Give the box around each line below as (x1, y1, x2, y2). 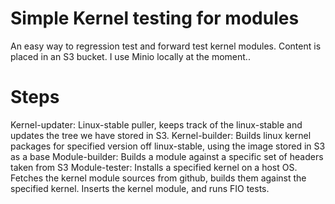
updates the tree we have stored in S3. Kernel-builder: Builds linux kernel (10, 129, 312, 141)
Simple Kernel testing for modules (10, 7, 300, 30)
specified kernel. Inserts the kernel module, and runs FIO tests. (10, 182, 270, 194)
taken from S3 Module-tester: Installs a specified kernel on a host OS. (10, 161, 298, 173)
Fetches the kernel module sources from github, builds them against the (10, 172, 307, 184)
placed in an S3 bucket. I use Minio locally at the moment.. (10, 50, 251, 62)
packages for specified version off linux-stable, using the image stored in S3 (10, 140, 326, 152)
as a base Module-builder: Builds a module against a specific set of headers (10, 150, 324, 162)
